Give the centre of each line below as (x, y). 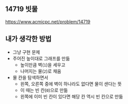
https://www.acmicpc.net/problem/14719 (48, 21)
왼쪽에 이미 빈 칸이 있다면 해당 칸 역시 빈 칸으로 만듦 (72, 96)
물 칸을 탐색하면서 (30, 77)
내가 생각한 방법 (28, 39)
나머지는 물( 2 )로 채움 (41, 71)
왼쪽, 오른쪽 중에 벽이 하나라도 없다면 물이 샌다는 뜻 (71, 84)
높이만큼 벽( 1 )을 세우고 (43, 64)
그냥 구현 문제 (26, 52)
